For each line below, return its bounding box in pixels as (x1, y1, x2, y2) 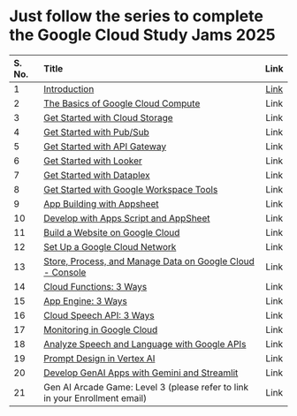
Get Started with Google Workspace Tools (43, 183, 218, 195)
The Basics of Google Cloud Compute (43, 97, 201, 110)
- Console (43, 266, 87, 278)
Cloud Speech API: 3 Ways (43, 309, 155, 321)
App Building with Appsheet (43, 197, 159, 209)
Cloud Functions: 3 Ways (43, 280, 148, 292)
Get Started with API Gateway (43, 140, 167, 152)
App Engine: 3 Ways (43, 294, 128, 306)
